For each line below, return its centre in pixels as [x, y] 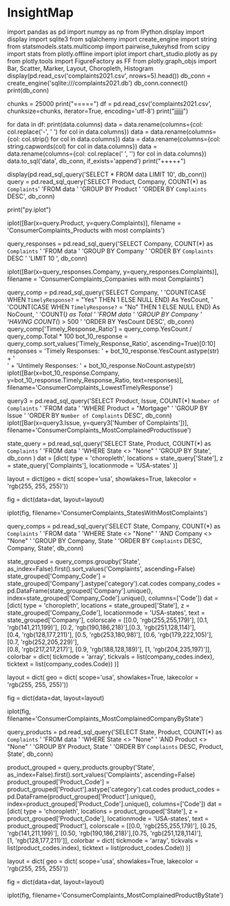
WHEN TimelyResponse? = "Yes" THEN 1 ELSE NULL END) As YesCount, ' [110, 299]
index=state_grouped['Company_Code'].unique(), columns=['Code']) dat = [113, 598]
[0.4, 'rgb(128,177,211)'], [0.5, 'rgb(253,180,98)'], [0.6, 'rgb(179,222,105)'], [110, 635]
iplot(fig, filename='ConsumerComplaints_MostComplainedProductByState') [115, 895]
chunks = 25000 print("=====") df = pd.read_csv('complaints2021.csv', [109, 103]
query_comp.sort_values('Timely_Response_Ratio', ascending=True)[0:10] [111, 343]
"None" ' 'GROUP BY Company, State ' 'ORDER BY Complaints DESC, [105, 540]
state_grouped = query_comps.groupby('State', [74, 561]
